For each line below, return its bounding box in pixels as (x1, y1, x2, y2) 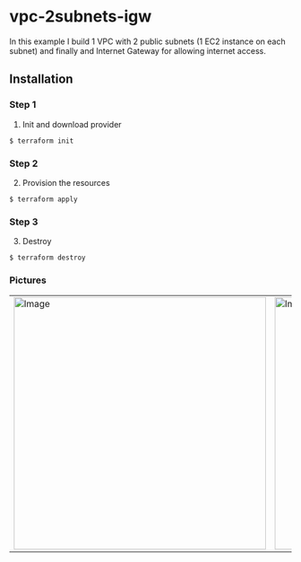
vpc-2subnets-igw (9, 6, 152, 27)
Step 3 (9, 215, 39, 228)
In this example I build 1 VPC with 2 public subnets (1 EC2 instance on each (9, 36, 286, 47)
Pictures (9, 274, 47, 286)
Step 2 (9, 157, 39, 170)
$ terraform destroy (9, 253, 87, 262)
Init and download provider (21, 119, 123, 129)
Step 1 (9, 99, 37, 111)
